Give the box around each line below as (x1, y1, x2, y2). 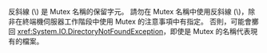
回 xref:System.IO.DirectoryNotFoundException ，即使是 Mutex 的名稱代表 (8, 27, 251, 36)
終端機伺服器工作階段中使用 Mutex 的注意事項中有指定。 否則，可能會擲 (22, 17, 259, 26)
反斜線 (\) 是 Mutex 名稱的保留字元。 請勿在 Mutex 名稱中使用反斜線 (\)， (8, 7, 249, 16)
